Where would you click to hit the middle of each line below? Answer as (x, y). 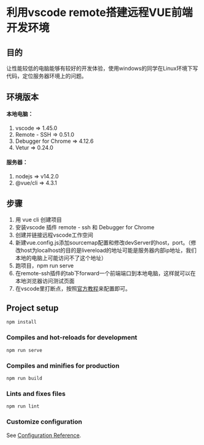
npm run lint (23, 406)
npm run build (25, 378)
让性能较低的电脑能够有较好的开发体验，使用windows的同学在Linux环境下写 (102, 68)
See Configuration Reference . (44, 435)
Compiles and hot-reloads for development (72, 338)
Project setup (33, 308)
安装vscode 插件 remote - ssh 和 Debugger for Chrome (85, 227)
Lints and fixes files (36, 394)
